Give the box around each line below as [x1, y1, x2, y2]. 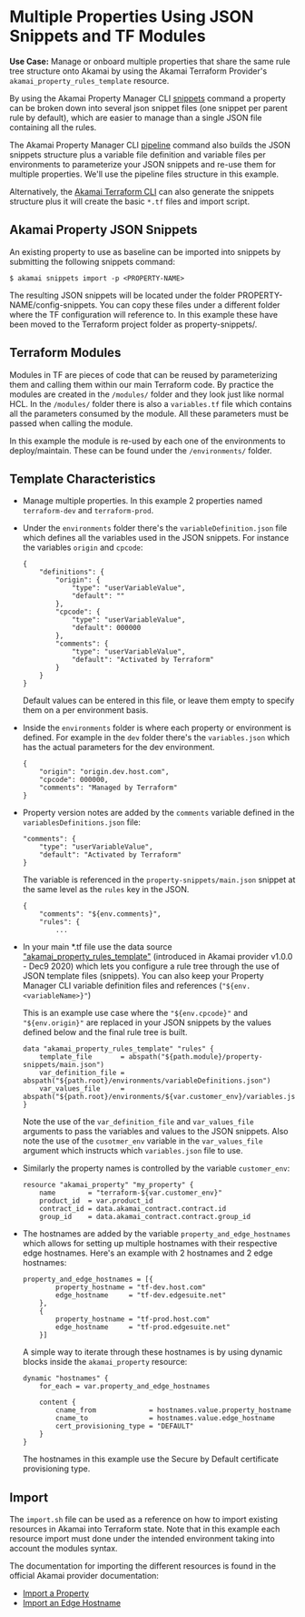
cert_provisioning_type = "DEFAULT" [55, 1422, 194, 1431]
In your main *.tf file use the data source [22, 941, 172, 952]
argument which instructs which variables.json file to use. [22, 1145, 243, 1156]
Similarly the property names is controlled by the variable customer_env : [22, 1163, 290, 1174]
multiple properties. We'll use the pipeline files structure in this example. [9, 168, 280, 179]
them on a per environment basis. [22, 705, 149, 716]
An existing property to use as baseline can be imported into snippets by [9, 246, 281, 257]
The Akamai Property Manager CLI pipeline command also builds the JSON [9, 139, 290, 150]
